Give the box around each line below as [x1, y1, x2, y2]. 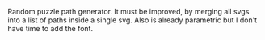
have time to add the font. [7, 24, 94, 33]
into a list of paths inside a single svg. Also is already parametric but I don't [7, 15, 258, 25]
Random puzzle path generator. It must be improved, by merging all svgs [7, 7, 250, 16]
